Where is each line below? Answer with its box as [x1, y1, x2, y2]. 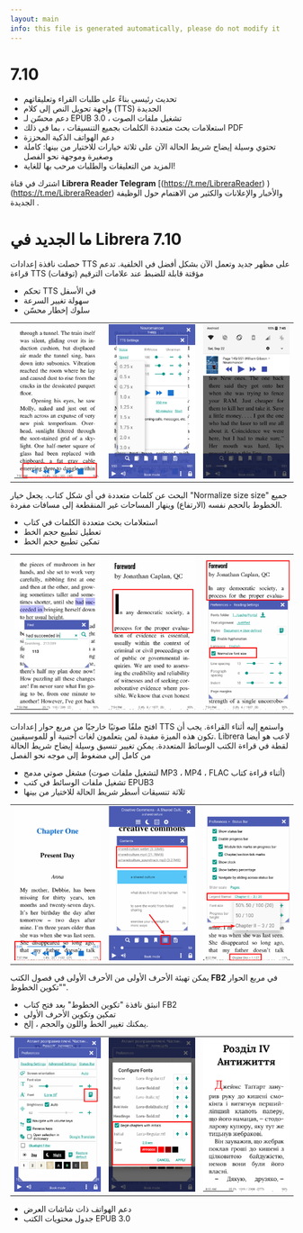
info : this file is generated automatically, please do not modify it [10, 23, 281, 33]
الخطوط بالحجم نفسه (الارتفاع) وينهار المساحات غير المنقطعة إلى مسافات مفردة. [10, 500, 282, 511]
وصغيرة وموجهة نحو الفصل [22, 151, 113, 162]
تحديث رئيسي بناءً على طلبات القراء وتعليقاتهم [22, 94, 178, 104]
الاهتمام [161, 187, 187, 198]
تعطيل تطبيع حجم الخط [22, 527, 102, 538]
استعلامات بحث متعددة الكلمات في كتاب [22, 517, 158, 528]
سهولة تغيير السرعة [22, 295, 89, 306]
